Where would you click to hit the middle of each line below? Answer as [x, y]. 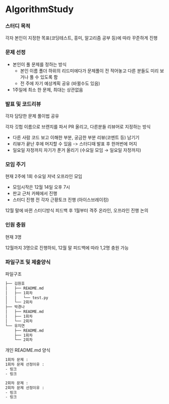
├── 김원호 [15, 283]
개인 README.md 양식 [28, 350]
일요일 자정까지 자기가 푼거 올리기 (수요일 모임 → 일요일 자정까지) [77, 150]
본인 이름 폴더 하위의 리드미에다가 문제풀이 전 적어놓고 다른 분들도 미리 [89, 71]
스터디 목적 [18, 26]
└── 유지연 [15, 326]
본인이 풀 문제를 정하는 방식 [40, 64]
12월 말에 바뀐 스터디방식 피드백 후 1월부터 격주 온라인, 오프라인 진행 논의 [77, 210]
